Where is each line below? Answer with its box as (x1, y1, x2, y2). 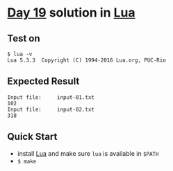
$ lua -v (7, 51, 33, 57)
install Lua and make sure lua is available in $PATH (17, 149, 159, 157)
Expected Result (7, 75, 80, 87)
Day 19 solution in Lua (7, 5, 135, 21)
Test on (7, 33, 40, 44)
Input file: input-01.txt (7, 93, 95, 101)
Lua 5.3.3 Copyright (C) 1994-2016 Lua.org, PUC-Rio (7, 57, 167, 64)
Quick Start (7, 131, 58, 143)
